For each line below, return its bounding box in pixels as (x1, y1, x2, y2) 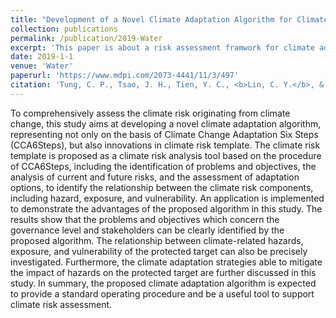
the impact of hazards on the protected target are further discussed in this (10, 266, 317, 278)
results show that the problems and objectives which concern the (10, 213, 280, 225)
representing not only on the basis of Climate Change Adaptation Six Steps (10, 128, 319, 140)
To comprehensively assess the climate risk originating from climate (10, 107, 291, 119)
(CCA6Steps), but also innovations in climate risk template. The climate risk (10, 139, 321, 151)
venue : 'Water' (10, 61, 74, 71)
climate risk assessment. (10, 298, 113, 310)
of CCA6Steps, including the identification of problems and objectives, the (10, 160, 317, 172)
